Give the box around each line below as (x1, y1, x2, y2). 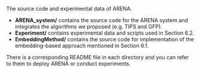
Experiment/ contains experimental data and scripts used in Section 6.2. (14, 29, 195, 36)
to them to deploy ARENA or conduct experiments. (6, 60, 131, 67)
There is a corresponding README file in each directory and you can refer (6, 54, 189, 60)
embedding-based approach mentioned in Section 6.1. (14, 42, 149, 49)
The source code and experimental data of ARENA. (6, 5, 132, 12)
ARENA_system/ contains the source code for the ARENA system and (14, 17, 189, 23)
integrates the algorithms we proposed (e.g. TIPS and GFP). (14, 23, 163, 30)
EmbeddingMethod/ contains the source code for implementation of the (14, 36, 195, 42)
